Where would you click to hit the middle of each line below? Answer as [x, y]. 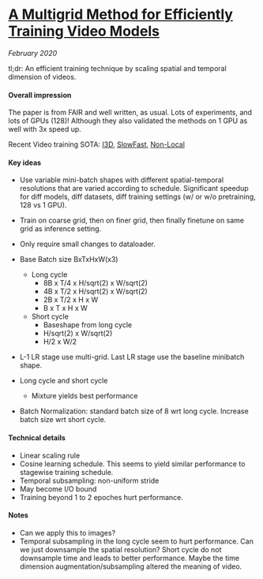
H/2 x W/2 [60, 342]
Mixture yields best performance [85, 396]
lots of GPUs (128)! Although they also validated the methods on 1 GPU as [128, 121]
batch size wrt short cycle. [63, 420]
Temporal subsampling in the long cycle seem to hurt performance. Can [137, 541]
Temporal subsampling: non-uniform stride [89, 480]
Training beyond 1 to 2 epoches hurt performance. [101, 497]
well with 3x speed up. [45, 129]
